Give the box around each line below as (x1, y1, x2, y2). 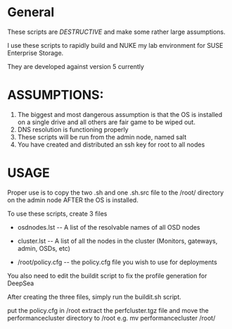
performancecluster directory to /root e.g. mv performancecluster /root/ (7, 314, 216, 322)
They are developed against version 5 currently (7, 62, 144, 70)
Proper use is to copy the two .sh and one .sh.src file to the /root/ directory (7, 188, 224, 197)
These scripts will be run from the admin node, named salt (17, 132, 187, 141)
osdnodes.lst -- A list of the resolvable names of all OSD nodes (17, 223, 200, 231)
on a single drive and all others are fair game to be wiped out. (17, 118, 195, 126)
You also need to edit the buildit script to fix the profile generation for (7, 271, 207, 280)
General (7, 4, 55, 20)
